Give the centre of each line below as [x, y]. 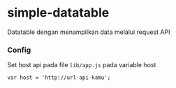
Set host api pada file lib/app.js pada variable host [82, 65]
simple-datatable [58, 13]
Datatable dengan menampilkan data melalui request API [89, 32]
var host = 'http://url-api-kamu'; [59, 78]
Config [19, 50]
